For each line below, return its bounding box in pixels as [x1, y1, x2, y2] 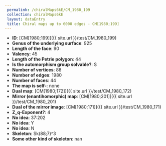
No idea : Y [12, 120, 35, 126]
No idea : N [12, 125, 35, 131]
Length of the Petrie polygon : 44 [12, 56, 81, 62]
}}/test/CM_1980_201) [12, 98, 56, 105]
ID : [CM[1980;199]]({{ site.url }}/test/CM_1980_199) [12, 35, 117, 41]
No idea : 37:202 [12, 114, 46, 120]
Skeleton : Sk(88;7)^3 [12, 130, 56, 136]
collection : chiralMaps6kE [7, 12, 64, 17]
